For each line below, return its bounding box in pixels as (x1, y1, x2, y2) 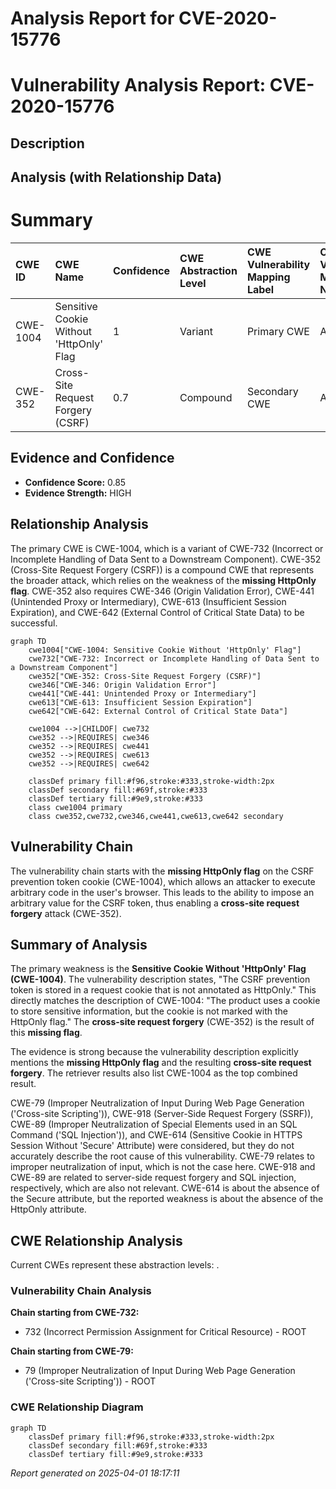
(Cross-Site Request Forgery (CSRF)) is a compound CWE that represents (10, 563, 315, 576)
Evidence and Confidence (10, 450, 175, 467)
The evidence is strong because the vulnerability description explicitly (10, 1046, 299, 1058)
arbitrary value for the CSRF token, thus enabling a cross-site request (10, 897, 300, 909)
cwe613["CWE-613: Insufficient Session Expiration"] (28, 697, 253, 707)
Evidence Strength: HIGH (24, 487, 132, 499)
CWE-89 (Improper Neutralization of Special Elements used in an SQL (10, 1118, 298, 1131)
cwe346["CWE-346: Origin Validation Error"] (28, 680, 217, 690)
